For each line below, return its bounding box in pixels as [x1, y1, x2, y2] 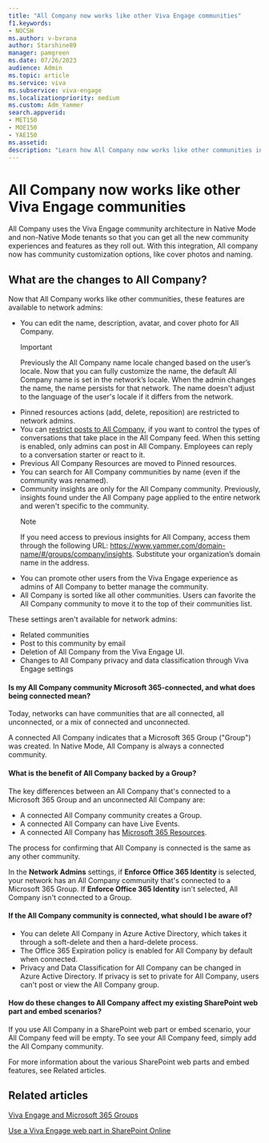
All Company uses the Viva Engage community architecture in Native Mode [8, 224, 256, 233]
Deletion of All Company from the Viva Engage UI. [19, 647, 185, 657]
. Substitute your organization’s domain [131, 549, 261, 559]
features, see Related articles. [8, 1065, 106, 1075]
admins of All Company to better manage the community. [19, 582, 209, 592]
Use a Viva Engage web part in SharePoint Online [8, 1125, 171, 1135]
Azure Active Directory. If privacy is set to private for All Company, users [19, 971, 259, 981]
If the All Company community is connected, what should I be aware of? [8, 911, 252, 921]
